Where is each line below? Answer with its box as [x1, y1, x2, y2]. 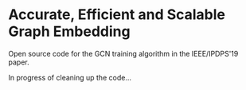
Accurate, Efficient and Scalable [8, 6, 225, 24]
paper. [8, 57, 29, 67]
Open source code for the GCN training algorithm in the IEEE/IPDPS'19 [8, 49, 239, 58]
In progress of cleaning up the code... [8, 72, 131, 82]
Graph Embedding [8, 22, 131, 41]
